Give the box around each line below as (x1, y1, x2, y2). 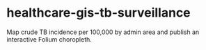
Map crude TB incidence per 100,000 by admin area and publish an (6, 28, 200, 36)
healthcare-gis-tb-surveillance (6, 5, 191, 21)
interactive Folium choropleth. (6, 35, 92, 43)
